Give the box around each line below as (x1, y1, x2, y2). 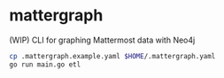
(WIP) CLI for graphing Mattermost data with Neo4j (9, 35, 196, 45)
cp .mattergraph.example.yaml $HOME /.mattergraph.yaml (9, 51, 216, 60)
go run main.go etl (9, 59, 81, 69)
